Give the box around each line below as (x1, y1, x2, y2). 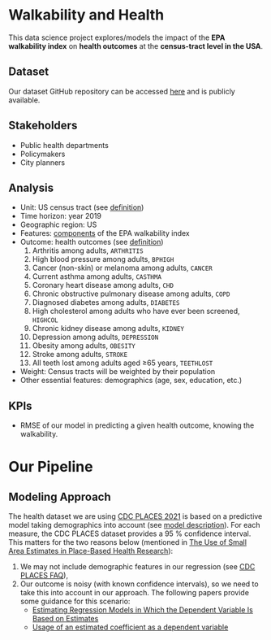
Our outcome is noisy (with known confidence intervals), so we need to (19, 579, 259, 589)
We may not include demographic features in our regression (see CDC (19, 562, 256, 572)
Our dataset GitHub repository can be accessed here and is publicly (8, 86, 235, 96)
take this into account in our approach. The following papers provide (19, 588, 250, 598)
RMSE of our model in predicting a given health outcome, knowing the (19, 420, 255, 430)
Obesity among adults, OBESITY (32, 341, 136, 350)
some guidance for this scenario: (19, 596, 131, 607)
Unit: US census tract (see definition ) (19, 202, 144, 212)
